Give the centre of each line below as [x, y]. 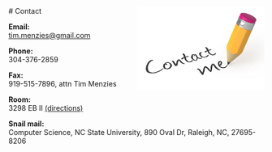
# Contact [25, 11]
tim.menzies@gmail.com [50, 35]
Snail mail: [26, 124]
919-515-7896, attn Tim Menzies [63, 84]
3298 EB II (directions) [46, 108]
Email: [19, 27]
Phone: [21, 51]
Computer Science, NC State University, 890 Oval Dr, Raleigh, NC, [119, 132]
